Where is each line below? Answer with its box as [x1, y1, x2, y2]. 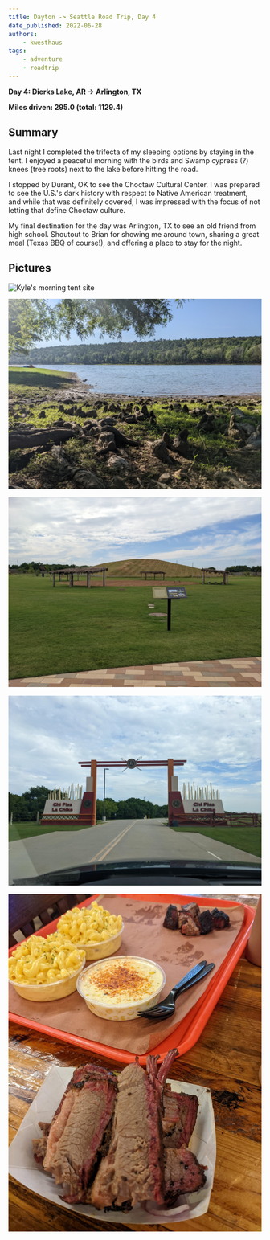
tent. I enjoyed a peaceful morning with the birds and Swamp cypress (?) [8, 155, 249, 165]
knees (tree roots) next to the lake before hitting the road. [8, 164, 198, 174]
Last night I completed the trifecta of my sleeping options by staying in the [8, 147, 255, 157]
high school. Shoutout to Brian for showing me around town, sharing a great [8, 229, 260, 239]
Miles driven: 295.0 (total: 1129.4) [8, 102, 123, 112]
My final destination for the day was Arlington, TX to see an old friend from [8, 221, 256, 231]
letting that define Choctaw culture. [8, 205, 126, 215]
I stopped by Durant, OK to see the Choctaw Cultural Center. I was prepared [8, 179, 260, 189]
